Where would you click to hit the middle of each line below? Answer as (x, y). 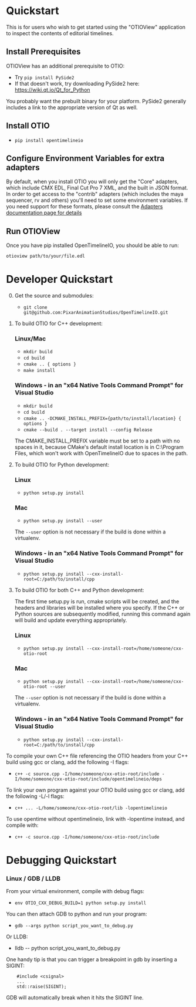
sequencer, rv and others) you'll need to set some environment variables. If (97, 200)
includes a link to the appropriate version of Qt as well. (72, 107)
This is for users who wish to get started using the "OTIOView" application (96, 27)
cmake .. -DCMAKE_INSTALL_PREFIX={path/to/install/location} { (102, 418)
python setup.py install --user (63, 521)
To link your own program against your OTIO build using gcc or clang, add (95, 790)
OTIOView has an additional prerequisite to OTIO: (65, 66)
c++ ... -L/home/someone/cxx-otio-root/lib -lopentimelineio (91, 808)
